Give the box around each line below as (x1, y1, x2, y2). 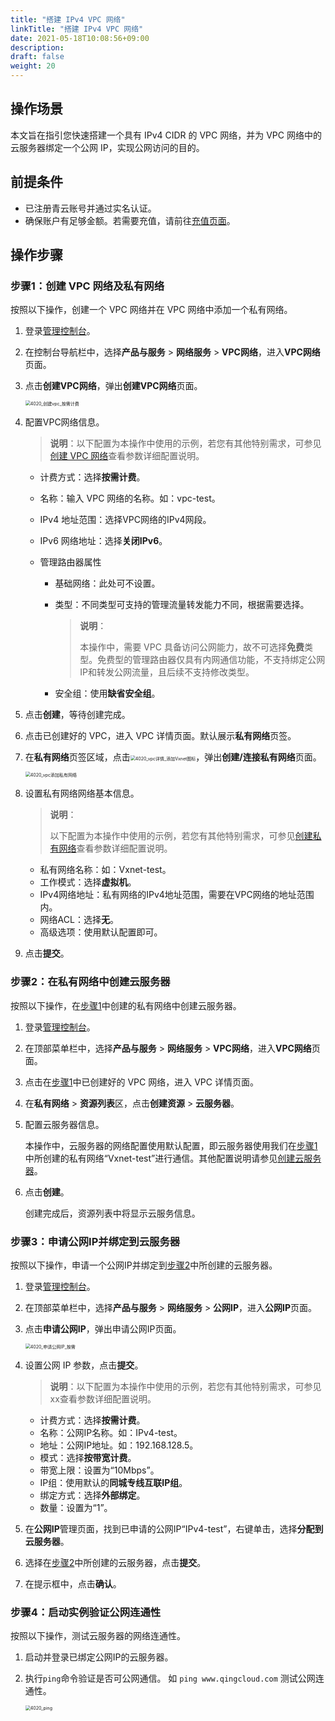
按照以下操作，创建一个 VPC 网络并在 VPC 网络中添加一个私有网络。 (10, 304, 293, 316)
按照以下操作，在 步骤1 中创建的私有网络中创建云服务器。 (10, 999, 242, 1011)
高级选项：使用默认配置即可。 (39, 926, 163, 938)
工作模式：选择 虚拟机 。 (39, 876, 137, 888)
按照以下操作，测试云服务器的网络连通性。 (10, 1630, 186, 1642)
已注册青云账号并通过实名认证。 (24, 202, 157, 214)
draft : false (10, 52, 65, 62)
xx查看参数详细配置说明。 (49, 1392, 157, 1405)
